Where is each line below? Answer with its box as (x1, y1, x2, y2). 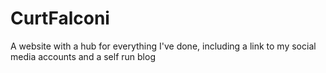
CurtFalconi (10, 7, 110, 30)
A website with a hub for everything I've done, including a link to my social (10, 40, 317, 52)
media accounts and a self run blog (10, 50, 156, 62)
